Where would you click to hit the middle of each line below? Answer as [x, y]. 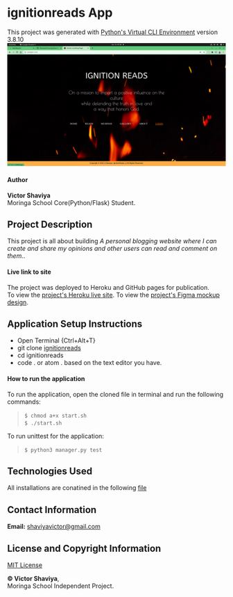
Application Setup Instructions [75, 324]
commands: [24, 402]
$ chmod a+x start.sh [55, 416]
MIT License [25, 565]
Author [18, 180]
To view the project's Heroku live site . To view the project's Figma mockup [114, 295]
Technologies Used [50, 472]
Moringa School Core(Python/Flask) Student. [71, 202]
